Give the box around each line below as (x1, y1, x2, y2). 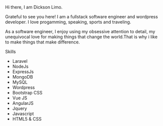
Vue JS (12, 95, 27, 101)
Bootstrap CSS (12, 90, 43, 95)
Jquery (12, 106, 27, 111)
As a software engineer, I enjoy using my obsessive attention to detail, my (5, 29, 156, 34)
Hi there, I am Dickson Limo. (5, 4, 63, 10)
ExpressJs (12, 69, 34, 75)
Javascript (12, 111, 34, 117)
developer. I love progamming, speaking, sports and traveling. (5, 19, 131, 25)
